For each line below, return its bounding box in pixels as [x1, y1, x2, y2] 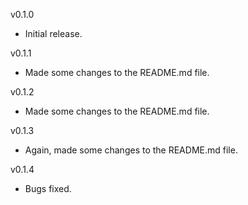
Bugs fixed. [24, 183, 72, 194]
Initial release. [24, 28, 83, 39]
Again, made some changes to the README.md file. [24, 144, 238, 156]
